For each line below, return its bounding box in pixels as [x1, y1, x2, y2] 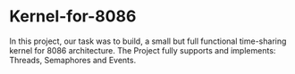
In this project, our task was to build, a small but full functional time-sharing [9, 36, 287, 46]
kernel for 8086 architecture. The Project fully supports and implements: [9, 45, 276, 55]
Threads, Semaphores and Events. [9, 54, 137, 65]
